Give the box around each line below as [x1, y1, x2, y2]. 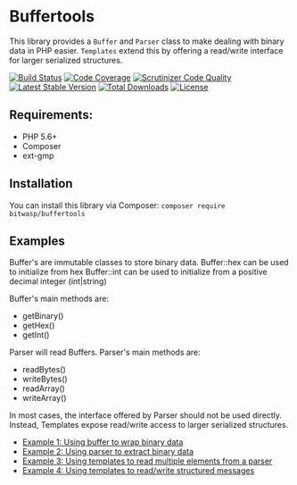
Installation [9, 176, 73, 191]
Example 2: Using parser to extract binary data [21, 447, 194, 457]
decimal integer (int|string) [9, 276, 107, 287]
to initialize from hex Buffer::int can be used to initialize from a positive [9, 266, 268, 278]
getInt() [21, 330, 50, 340]
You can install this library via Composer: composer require [9, 199, 226, 211]
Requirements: [9, 107, 94, 122]
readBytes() [21, 364, 67, 375]
